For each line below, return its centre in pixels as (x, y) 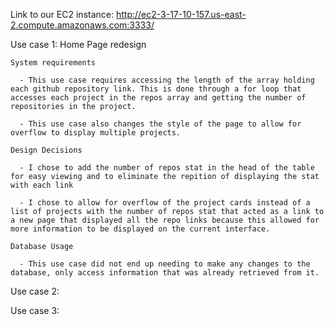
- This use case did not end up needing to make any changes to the (165, 264)
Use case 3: (35, 310)
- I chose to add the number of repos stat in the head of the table (167, 168)
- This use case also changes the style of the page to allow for (160, 124)
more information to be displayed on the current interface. (140, 229)
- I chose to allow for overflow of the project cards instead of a (165, 203)
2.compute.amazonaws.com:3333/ (82, 25)
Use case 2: (35, 291)
